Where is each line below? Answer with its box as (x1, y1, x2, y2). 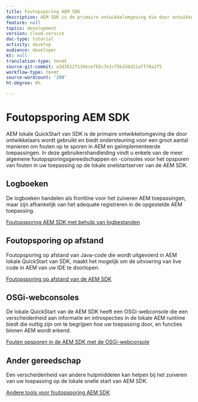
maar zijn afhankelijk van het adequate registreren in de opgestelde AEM (6, 200, 183, 208)
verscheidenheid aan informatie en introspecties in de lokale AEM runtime (6, 315, 186, 322)
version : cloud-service (6, 31, 65, 37)
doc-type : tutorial (6, 36, 54, 42)
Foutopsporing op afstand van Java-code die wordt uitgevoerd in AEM (6, 251, 177, 258)
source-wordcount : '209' (6, 74, 67, 80)
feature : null (6, 20, 41, 25)
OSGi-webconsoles (6, 292, 80, 302)
